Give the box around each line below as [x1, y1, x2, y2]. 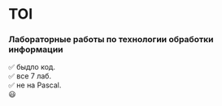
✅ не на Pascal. [8, 80, 62, 90]
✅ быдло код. [8, 62, 55, 72]
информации [8, 44, 63, 55]
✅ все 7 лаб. [8, 71, 51, 81]
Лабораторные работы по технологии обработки [8, 34, 214, 45]
